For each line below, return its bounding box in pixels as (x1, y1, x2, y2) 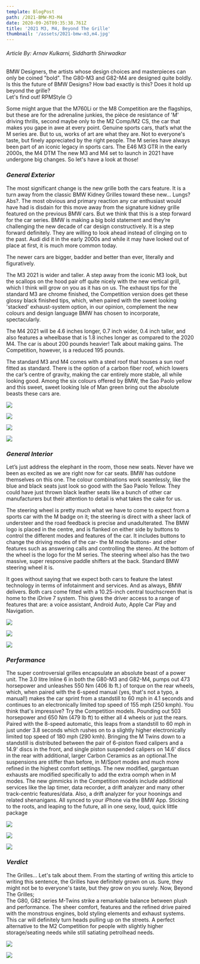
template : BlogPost (6, 8, 55, 15)
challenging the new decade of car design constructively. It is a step (6, 223, 174, 230)
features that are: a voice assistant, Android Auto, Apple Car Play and (6, 601, 177, 608)
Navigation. (6, 607, 35, 614)
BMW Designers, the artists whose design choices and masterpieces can (6, 68, 186, 75)
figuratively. (6, 260, 36, 267)
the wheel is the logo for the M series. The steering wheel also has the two (6, 551, 190, 558)
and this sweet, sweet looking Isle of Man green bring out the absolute (6, 384, 180, 391)
